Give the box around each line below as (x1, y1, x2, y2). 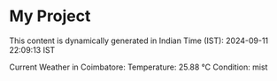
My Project (9, 6, 91, 26)
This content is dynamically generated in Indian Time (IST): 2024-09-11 (9, 35, 269, 46)
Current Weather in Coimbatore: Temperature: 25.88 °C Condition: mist (9, 62, 268, 72)
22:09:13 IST (9, 44, 56, 55)
